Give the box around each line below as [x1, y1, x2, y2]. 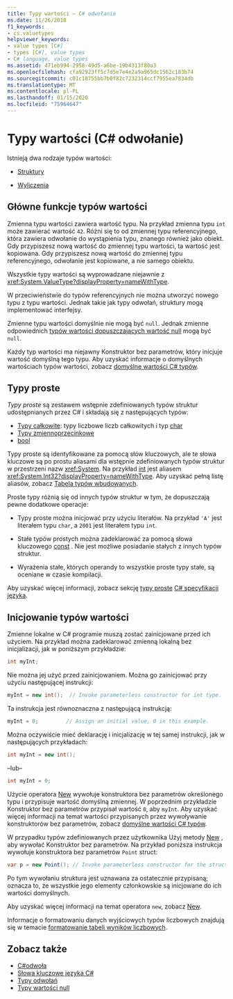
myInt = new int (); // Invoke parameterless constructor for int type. [7, 692, 222, 699]
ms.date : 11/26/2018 [7, 17, 67, 24]
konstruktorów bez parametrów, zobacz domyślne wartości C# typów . [7, 819, 207, 828]
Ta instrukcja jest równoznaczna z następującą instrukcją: [7, 705, 172, 712]
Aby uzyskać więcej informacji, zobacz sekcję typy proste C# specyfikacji [7, 584, 219, 592]
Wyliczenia [17, 180, 49, 189]
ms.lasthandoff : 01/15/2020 [7, 95, 89, 102]
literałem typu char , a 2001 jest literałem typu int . [17, 521, 157, 530]
